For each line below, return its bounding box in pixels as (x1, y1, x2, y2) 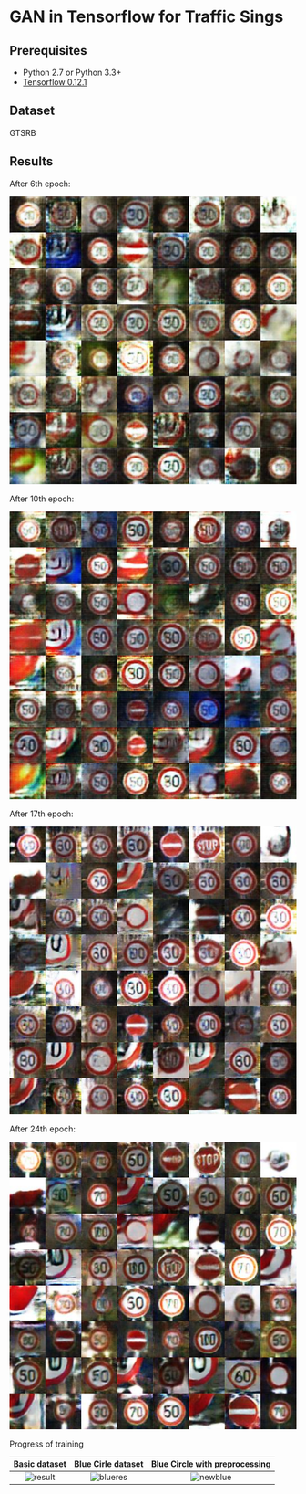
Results (9, 153, 54, 170)
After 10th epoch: (9, 493, 75, 504)
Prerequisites (9, 43, 87, 58)
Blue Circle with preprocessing (151, 1458, 271, 1469)
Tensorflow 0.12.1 (22, 77, 87, 88)
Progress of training (9, 1438, 85, 1449)
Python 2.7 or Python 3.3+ (22, 67, 122, 78)
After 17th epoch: (9, 808, 75, 819)
